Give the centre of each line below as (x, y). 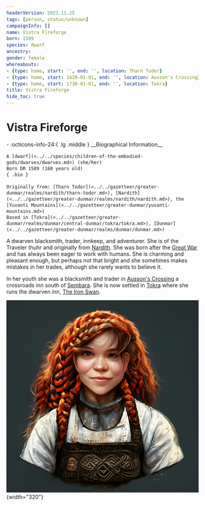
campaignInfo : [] (28, 26)
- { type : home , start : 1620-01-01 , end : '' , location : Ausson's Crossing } (103, 77)
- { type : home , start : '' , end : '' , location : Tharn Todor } (85, 71)
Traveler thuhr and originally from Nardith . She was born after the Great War (102, 247)
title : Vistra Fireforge (38, 90)
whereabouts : (23, 64)
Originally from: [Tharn (38, 187)
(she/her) (90, 162)
